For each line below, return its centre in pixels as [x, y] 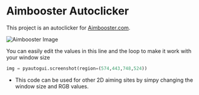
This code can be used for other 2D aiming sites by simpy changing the [104, 80]
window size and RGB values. [52, 86]
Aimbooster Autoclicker [67, 11]
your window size [28, 57]
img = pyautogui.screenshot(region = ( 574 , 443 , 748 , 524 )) [77, 68]
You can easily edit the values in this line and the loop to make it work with [99, 51]
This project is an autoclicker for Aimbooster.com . [68, 28]
